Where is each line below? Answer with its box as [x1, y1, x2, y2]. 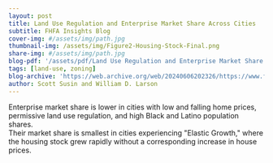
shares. [8, 119, 34, 129]
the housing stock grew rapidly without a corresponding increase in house [8, 136, 258, 146]
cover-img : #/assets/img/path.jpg [8, 34, 126, 43]
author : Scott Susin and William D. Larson [8, 79, 158, 88]
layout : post [8, 11, 53, 20]
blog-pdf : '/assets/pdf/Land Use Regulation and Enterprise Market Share [8, 58, 264, 66]
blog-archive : [8, 72, 57, 80]
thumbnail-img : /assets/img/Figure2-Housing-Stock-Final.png [8, 42, 220, 50]
